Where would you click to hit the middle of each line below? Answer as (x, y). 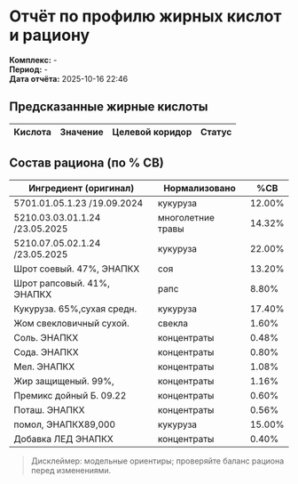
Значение (82, 132)
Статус (216, 132)
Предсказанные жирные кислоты (109, 107)
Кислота (32, 132)
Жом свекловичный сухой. (72, 323)
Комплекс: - (33, 60)
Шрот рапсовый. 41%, (62, 283)
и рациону (50, 35)
